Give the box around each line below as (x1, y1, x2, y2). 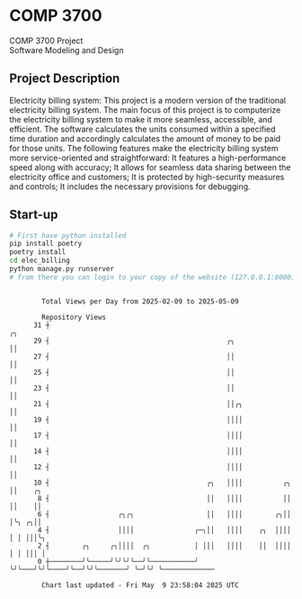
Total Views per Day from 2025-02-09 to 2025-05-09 (41, 296, 240, 306)
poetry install (9, 248, 67, 257)
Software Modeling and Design (9, 44, 124, 55)
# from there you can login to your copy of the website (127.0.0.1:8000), (9, 272, 299, 282)
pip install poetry (9, 240, 83, 249)
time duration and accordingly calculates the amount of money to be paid (9, 132, 281, 144)
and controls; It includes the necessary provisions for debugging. (9, 181, 251, 192)
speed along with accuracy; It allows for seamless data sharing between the (9, 161, 291, 172)
